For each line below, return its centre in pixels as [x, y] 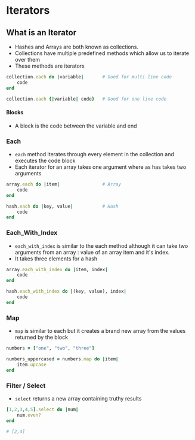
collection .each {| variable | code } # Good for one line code [86, 99]
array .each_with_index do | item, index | [57, 269]
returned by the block [41, 337]
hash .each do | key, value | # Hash [62, 206]
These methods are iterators [49, 66]
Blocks [15, 113]
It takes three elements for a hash [56, 259]
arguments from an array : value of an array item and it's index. [92, 252]
